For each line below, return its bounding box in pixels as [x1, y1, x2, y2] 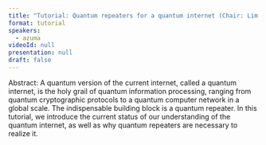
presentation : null [8, 49, 73, 57]
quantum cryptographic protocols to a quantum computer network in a [8, 95, 240, 104]
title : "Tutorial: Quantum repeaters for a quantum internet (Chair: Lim [8, 11, 259, 20]
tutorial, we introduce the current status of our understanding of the [8, 112, 231, 121]
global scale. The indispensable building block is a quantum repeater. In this [8, 103, 257, 112]
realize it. [8, 128, 38, 138]
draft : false [8, 57, 52, 65]
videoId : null [8, 41, 56, 49]
